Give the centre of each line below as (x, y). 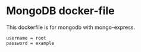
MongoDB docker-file (60, 11)
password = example (30, 43)
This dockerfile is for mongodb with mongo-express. (71, 27)
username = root (26, 38)
